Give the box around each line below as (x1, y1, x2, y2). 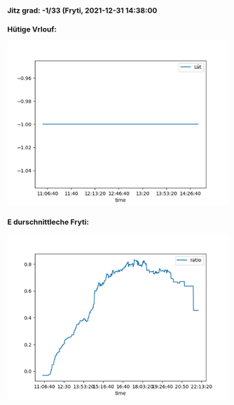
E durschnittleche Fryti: (7, 217, 90, 227)
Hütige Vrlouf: (7, 24, 57, 34)
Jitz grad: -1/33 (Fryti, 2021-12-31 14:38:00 (7, 6, 158, 15)
